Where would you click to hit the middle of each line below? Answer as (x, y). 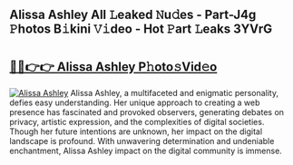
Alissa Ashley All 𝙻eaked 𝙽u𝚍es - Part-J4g (133, 15)
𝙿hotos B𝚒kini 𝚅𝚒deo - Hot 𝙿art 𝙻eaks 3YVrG (141, 29)
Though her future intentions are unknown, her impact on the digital (136, 131)
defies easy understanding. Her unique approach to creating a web (135, 102)
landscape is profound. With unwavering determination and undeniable (142, 141)
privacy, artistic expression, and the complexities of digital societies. (137, 122)
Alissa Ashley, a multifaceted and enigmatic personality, (175, 93)
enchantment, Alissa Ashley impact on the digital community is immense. (146, 150)
